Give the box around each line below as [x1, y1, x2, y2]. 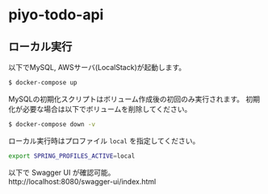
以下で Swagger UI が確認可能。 [8, 167, 115, 177]
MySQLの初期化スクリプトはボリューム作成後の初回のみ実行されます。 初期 [8, 94, 261, 104]
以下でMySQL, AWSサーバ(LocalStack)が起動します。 [8, 63, 186, 72]
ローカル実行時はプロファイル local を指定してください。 [8, 135, 200, 146]
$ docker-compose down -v [8, 120, 95, 128]
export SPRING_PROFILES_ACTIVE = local [8, 151, 136, 160]
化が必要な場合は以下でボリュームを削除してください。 [8, 104, 192, 114]
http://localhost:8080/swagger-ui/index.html [8, 176, 157, 186]
